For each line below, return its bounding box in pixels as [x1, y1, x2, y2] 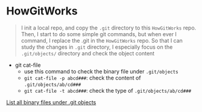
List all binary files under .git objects [6, 98, 96, 106]
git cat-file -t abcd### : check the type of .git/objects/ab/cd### [24, 87, 192, 94]
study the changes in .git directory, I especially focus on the [21, 43, 173, 51]
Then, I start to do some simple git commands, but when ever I [21, 30, 177, 37]
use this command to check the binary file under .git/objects [24, 67, 179, 75]
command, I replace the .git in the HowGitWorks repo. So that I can [21, 37, 183, 44]
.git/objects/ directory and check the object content [21, 49, 155, 57]
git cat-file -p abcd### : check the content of [24, 74, 141, 81]
